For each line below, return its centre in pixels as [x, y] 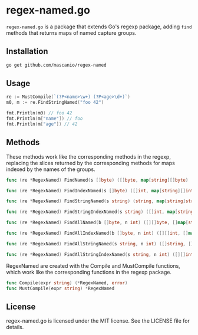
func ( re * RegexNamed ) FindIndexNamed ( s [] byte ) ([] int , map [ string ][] [96, 191]
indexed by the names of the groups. [51, 169]
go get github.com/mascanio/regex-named [57, 65]
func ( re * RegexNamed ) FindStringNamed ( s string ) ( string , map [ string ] [96, 201]
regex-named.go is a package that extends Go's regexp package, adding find [99, 27]
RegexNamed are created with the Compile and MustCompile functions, [93, 265]
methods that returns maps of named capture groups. [71, 32]
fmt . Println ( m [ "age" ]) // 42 [42, 124]
